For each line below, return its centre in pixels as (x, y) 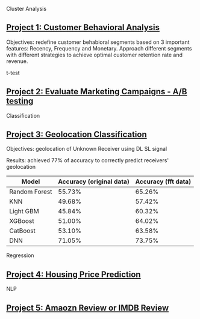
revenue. (17, 61)
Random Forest (31, 192)
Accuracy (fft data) (163, 181)
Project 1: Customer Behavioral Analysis (83, 27)
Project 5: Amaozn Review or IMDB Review (88, 308)
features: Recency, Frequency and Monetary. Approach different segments (99, 48)
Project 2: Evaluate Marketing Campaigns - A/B (97, 92)
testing (20, 101)
